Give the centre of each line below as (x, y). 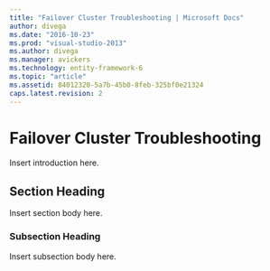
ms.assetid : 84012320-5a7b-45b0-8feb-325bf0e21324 (107, 85)
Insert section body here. (56, 213)
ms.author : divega (44, 51)
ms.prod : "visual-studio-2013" (68, 43)
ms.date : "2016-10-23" (52, 34)
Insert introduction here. (54, 163)
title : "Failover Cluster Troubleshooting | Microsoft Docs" (127, 18)
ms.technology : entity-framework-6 (76, 69)
